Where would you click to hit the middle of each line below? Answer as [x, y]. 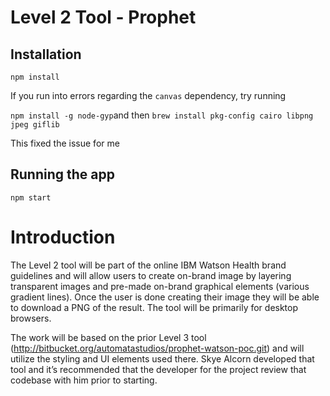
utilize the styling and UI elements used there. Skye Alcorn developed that [162, 358]
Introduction [63, 237]
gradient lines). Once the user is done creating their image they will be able [165, 297]
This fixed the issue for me [65, 143]
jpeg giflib [35, 125]
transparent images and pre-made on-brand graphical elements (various [160, 286]
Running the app [62, 174]
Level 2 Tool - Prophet [103, 17]
